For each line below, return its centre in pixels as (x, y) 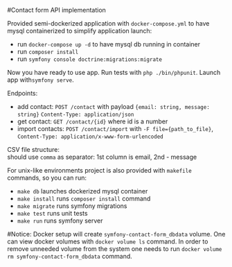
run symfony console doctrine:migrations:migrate (90, 59)
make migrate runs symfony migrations (72, 206)
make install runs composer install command (84, 198)
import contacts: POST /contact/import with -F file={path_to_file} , (115, 129)
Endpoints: (23, 93)
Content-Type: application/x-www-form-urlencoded (90, 137)
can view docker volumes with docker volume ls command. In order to (108, 241)
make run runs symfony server (60, 221)
